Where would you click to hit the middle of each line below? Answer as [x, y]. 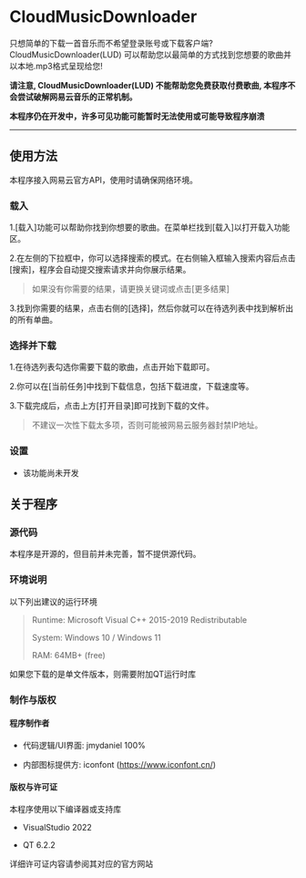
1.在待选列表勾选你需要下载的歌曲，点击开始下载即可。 [112, 367]
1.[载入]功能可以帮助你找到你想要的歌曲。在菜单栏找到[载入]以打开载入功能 [150, 227]
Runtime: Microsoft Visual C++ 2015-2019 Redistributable [139, 620]
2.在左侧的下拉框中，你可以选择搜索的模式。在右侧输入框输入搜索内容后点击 [153, 258]
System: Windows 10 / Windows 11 [96, 637]
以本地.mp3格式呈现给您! [56, 66]
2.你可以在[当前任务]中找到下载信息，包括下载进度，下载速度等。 [132, 387]
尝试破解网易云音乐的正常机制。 [77, 97]
